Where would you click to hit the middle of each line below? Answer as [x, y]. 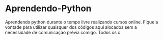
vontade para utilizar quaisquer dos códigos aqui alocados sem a [71, 27]
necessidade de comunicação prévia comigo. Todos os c [63, 32]
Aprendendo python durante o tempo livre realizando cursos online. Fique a [81, 22]
